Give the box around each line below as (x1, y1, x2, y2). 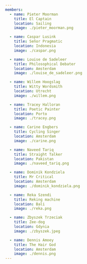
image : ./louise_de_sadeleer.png (14, 71, 83, 76)
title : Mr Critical (14, 175, 54, 179)
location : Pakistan (14, 156, 54, 161)
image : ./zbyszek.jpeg (14, 229, 60, 234)
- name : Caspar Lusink (9, 34, 56, 39)
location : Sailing (14, 21, 52, 26)
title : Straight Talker (14, 152, 63, 157)
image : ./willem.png (14, 93, 56, 98)
